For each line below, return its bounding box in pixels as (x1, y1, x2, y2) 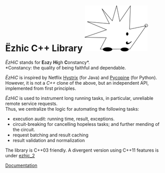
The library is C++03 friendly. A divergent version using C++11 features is (5, 147, 159, 153)
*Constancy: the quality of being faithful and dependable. (5, 64, 126, 71)
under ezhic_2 (5, 152, 35, 158)
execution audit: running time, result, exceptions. (12, 116, 115, 122)
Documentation (5, 162, 38, 168)
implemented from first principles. (5, 85, 76, 91)
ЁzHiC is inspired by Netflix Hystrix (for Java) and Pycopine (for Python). (5, 74, 157, 81)
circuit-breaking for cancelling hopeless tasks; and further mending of (12, 121, 160, 127)
